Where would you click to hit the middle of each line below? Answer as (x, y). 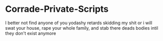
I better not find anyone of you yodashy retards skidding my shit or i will (79, 23)
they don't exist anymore (31, 33)
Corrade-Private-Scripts (57, 9)
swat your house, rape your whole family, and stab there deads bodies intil (82, 28)
